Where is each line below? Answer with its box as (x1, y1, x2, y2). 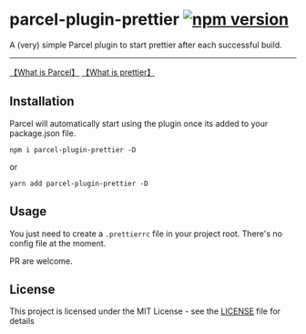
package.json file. (9, 128, 76, 139)
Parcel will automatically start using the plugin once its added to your (9, 118, 269, 129)
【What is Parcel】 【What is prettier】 (9, 67, 156, 78)
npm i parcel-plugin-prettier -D (9, 145, 137, 154)
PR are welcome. (9, 256, 73, 266)
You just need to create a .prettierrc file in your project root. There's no (9, 228, 282, 239)
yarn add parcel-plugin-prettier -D (9, 179, 148, 188)
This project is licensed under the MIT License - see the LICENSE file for (9, 306, 280, 317)
